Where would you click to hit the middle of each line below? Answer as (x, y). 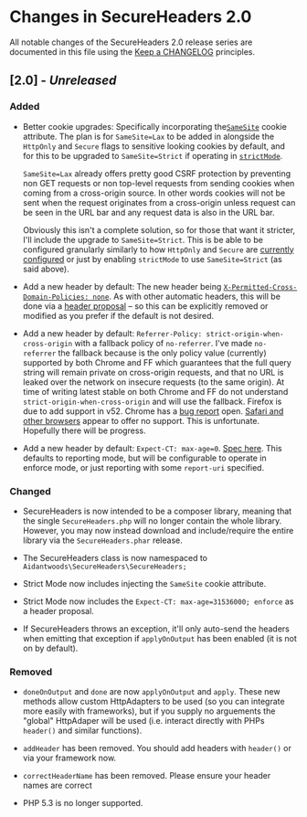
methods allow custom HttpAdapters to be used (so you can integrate (153, 702)
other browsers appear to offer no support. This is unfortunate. (141, 420)
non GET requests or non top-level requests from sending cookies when (159, 183)
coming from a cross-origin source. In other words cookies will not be (154, 193)
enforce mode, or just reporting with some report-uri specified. (143, 467)
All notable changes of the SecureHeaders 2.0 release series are (131, 42)
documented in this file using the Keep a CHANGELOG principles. (132, 51)
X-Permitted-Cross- (260, 287)
